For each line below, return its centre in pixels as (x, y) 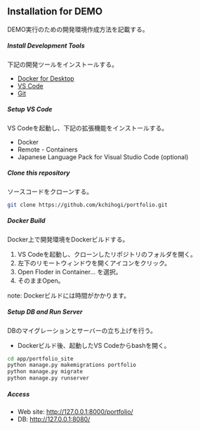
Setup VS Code (30, 109)
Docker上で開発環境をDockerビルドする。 (68, 239)
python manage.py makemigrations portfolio (72, 365)
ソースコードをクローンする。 (50, 192)
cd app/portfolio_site (40, 358)
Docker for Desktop (46, 78)
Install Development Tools (46, 46)
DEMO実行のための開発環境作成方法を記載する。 (78, 29)
